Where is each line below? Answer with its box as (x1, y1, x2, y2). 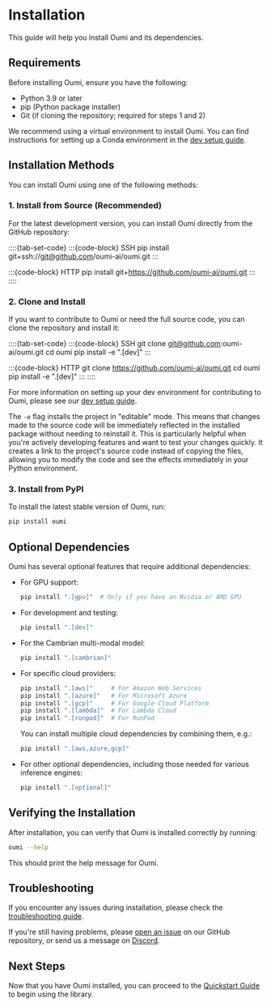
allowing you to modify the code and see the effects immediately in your (8, 455, 249, 465)
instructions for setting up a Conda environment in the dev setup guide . (8, 135, 247, 144)
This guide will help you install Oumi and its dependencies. (8, 32, 204, 42)
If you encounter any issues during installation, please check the (8, 902, 223, 913)
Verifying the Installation (8, 806, 136, 820)
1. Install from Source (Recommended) (8, 200, 162, 212)
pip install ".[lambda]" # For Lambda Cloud (19, 707, 176, 715)
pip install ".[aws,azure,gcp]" (19, 744, 129, 753)
